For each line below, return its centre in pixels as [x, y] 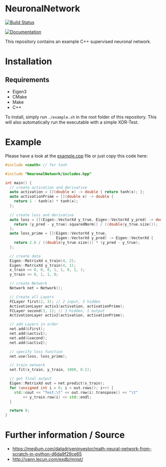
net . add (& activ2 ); [29, 343]
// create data [25, 256]
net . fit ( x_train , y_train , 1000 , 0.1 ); [51, 370]
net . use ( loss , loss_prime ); [39, 356]
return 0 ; [20, 411]
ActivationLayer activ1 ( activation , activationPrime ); [67, 306]
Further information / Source [65, 435]
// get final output [31, 379]
